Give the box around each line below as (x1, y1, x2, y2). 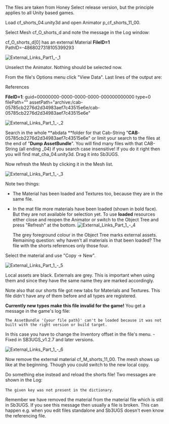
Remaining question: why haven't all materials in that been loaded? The (12, 237, 161, 243)
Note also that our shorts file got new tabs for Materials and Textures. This (5, 287, 160, 293)
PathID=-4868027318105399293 (5, 45, 74, 50)
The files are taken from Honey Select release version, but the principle (5, 5, 154, 10)
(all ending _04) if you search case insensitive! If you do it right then (19, 146, 160, 152)
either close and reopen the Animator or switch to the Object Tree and (12, 217, 159, 222)
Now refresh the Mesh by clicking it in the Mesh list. (5, 161, 114, 167)
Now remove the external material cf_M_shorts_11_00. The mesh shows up (5, 356, 159, 362)
